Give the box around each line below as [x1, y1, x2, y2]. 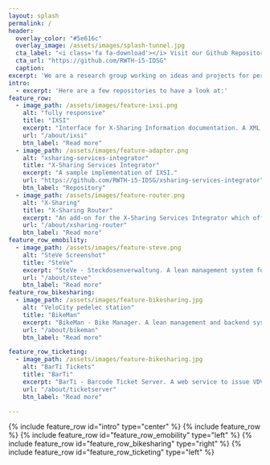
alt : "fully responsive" [22, 109, 106, 117]
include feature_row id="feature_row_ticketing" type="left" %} [8, 447, 215, 457]
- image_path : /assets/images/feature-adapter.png [15, 146, 189, 154]
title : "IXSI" [22, 117, 70, 125]
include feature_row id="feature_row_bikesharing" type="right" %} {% [8, 439, 242, 449]
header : [8, 27, 35, 35]
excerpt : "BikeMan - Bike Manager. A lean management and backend [22, 319, 250, 327]
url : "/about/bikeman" [22, 326, 99, 334]
